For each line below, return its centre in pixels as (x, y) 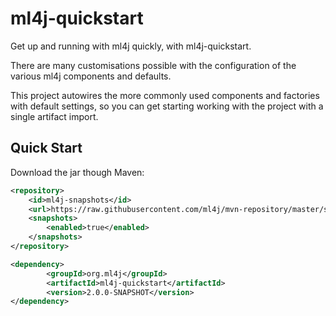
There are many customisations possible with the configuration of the (153, 65)
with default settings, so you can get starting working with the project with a (167, 106)
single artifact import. (54, 116)
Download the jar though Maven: (77, 172)
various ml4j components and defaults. (91, 76)
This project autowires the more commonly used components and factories (165, 95)
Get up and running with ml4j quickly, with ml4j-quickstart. (131, 46)
